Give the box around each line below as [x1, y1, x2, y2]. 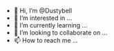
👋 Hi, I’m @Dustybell [13, 7, 73, 14]
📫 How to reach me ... [13, 37, 78, 44]
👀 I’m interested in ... [13, 14, 73, 22]
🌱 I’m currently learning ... [13, 21, 88, 29]
